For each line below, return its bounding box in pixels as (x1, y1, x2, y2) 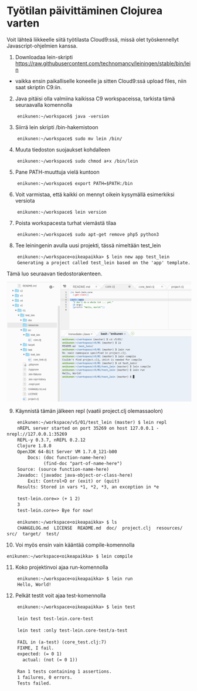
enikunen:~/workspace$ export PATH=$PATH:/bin (17, 180, 133, 186)
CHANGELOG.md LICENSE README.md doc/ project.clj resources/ (17, 525, 183, 531)
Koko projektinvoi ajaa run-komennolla (15, 564, 108, 571)
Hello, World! (17, 581, 52, 588)
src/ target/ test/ (6, 531, 60, 537)
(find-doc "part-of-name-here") (43, 460, 123, 466)
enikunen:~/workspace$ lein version (17, 209, 107, 215)
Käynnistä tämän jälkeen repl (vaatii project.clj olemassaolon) (15, 407, 164, 414)
